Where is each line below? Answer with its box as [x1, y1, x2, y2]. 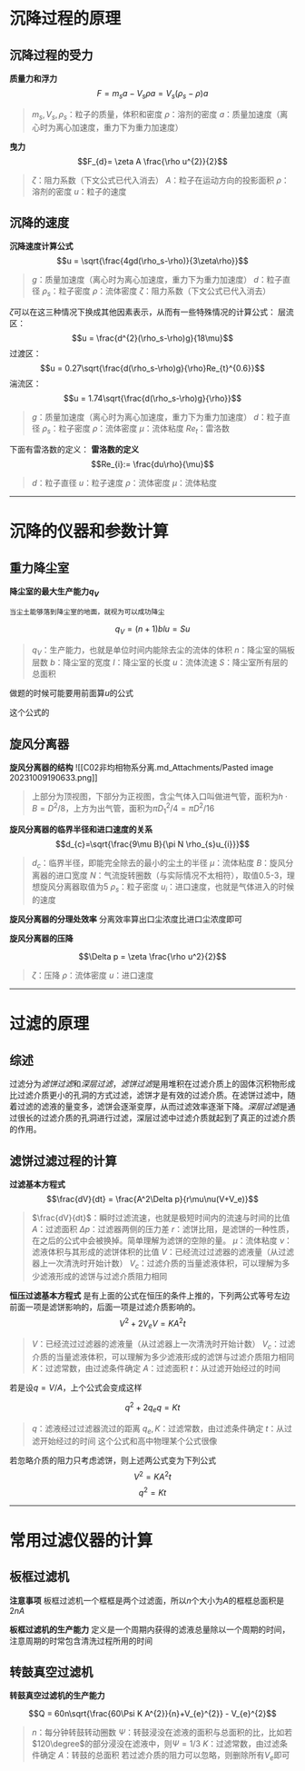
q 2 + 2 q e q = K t [124, 1400, 181, 1415]
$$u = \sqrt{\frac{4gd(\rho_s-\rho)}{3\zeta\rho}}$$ [55, 255, 250, 266]
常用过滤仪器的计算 [9, 1530, 153, 1550]
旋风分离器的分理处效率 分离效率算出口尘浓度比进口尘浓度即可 [9, 914, 242, 925]
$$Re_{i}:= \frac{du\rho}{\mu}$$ [90, 459, 215, 469]
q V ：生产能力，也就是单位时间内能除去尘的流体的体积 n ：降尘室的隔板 [31, 644, 295, 657]
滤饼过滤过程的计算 [9, 1153, 117, 1169]
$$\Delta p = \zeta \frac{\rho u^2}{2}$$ [78, 951, 227, 962]
